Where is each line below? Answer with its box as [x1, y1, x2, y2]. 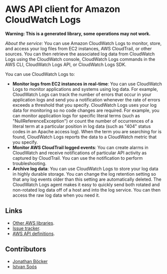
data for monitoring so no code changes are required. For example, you [12, 107, 160, 113]
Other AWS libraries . [12, 220, 55, 226]
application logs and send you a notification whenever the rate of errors [12, 96, 160, 103]
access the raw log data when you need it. [12, 192, 100, 198]
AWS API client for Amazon [5, 3, 120, 15]
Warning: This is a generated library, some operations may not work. [5, 30, 151, 36]
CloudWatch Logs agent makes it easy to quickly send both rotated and [12, 181, 160, 188]
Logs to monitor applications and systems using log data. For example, [12, 86, 158, 92]
